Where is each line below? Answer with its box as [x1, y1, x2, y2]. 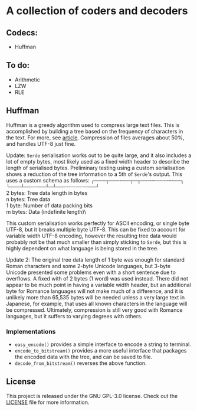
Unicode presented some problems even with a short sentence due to [6, 269, 176, 276]
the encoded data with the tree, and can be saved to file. [14, 353, 152, 360]
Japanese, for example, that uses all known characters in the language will [6, 300, 188, 307]
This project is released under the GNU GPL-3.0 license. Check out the [6, 392, 178, 399]
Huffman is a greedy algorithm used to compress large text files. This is [6, 121, 180, 128]
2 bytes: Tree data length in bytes [6, 189, 88, 196]
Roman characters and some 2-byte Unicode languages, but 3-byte [6, 262, 171, 269]
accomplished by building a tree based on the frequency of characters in [6, 128, 183, 135]
